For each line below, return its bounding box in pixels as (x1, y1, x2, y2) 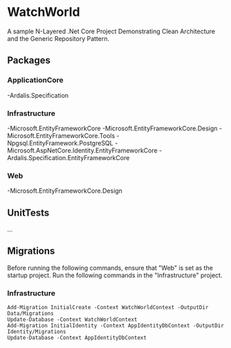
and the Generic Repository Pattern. (7, 34, 110, 42)
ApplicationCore (7, 76, 64, 85)
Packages (7, 55, 50, 67)
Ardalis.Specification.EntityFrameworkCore (7, 153, 130, 162)
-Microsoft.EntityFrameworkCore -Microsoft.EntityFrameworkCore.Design (7, 124, 218, 132)
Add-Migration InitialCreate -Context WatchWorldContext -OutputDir (7, 304, 209, 311)
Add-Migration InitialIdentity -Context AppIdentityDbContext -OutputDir (7, 322, 225, 329)
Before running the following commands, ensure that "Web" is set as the (7, 263, 213, 272)
